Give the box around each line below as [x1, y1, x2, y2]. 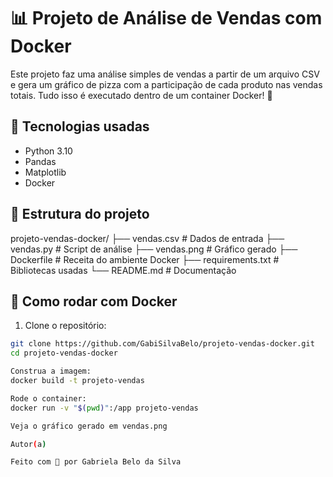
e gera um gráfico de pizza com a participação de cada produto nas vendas [10, 78, 323, 90]
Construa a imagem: [10, 366, 92, 377]
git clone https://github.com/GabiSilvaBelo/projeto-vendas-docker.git [10, 339, 315, 349]
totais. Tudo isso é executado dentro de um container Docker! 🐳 [10, 89, 273, 101]
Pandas [24, 155, 57, 167]
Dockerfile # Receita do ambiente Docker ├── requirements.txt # [10, 253, 280, 265]
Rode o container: [10, 393, 87, 404]
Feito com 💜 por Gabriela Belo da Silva [10, 457, 182, 467]
